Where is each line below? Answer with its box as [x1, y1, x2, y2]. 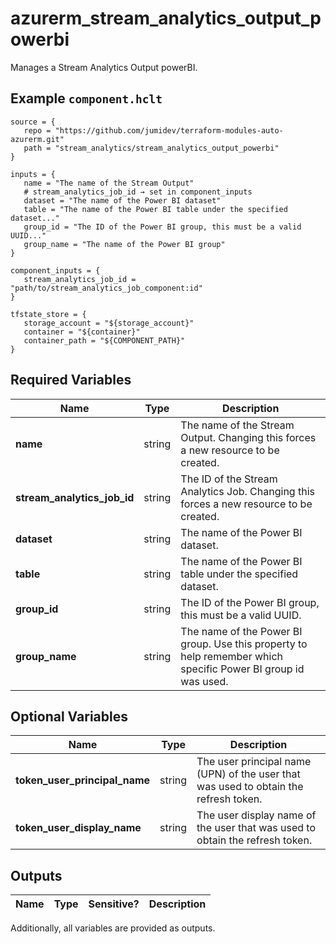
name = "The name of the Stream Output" [23, 178, 195, 188]
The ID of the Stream [180, 472, 278, 486]
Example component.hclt [10, 90, 163, 107]
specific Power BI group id [180, 662, 305, 676]
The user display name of [196, 808, 317, 822]
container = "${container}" [23, 327, 141, 337]
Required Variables [10, 372, 132, 389]
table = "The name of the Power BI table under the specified [23, 204, 288, 214]
